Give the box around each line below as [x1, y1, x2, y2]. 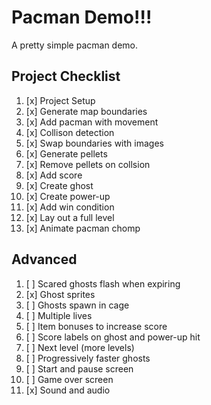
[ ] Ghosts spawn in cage [25, 299, 130, 311]
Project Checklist [11, 68, 121, 85]
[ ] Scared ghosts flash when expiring [25, 277, 181, 290]
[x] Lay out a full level [25, 211, 115, 223]
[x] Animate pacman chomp [25, 222, 141, 234]
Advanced [11, 251, 78, 268]
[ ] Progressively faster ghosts [25, 352, 151, 364]
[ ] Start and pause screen [25, 362, 134, 375]
